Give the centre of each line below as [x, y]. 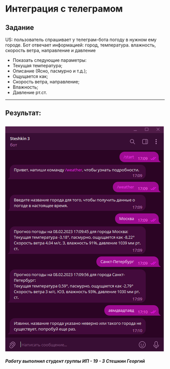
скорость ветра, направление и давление [51, 50]
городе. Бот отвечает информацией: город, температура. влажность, [80, 45]
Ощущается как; [30, 76]
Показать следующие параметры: [50, 60]
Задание [20, 28]
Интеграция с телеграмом [64, 9]
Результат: [23, 113]
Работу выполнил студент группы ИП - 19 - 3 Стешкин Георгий [75, 361]
